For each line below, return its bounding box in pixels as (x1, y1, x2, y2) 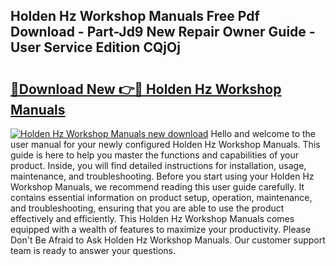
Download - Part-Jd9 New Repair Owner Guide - (10, 24, 316, 41)
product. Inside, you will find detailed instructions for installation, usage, (10, 160, 307, 171)
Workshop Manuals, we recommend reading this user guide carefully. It (10, 181, 305, 193)
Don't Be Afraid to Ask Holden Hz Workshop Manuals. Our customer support (10, 234, 326, 246)
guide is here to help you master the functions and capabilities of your (10, 149, 299, 161)
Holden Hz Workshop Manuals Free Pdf (10, 8, 260, 25)
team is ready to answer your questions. (10, 245, 176, 256)
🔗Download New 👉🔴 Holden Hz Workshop (10, 80, 282, 98)
